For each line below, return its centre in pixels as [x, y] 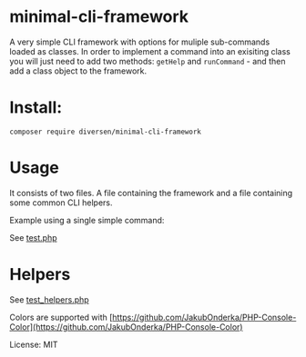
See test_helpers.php [49, 299]
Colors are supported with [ [61, 317]
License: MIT [34, 344]
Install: [36, 108]
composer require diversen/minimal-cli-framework [106, 132]
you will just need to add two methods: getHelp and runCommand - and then [148, 61]
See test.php [33, 237]
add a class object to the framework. [78, 71]
